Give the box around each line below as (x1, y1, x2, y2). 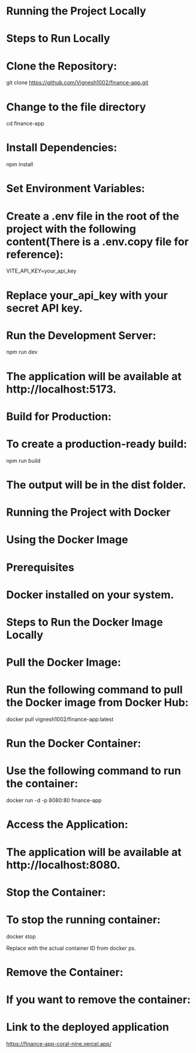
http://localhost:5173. (6, 382, 117, 396)
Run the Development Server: (6, 328, 156, 342)
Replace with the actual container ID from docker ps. (6, 944, 136, 952)
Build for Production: (6, 409, 112, 423)
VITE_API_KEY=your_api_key (6, 267, 77, 274)
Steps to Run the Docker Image (6, 615, 163, 629)
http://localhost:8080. (6, 858, 121, 872)
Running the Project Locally (6, 4, 147, 18)
